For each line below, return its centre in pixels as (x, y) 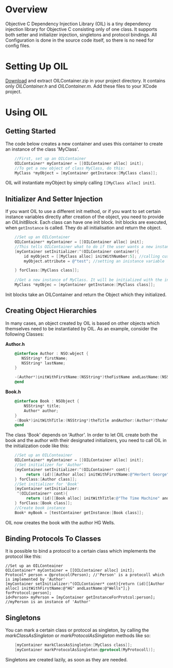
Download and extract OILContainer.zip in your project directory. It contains (85, 80)
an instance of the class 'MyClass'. (42, 149)
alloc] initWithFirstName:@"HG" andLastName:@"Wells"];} (68, 588)
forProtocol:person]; (29, 593)
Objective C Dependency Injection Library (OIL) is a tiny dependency (78, 24)
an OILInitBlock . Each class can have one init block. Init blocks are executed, (86, 222)
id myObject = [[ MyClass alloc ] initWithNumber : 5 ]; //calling (92, 256)
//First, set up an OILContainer (50, 159)
